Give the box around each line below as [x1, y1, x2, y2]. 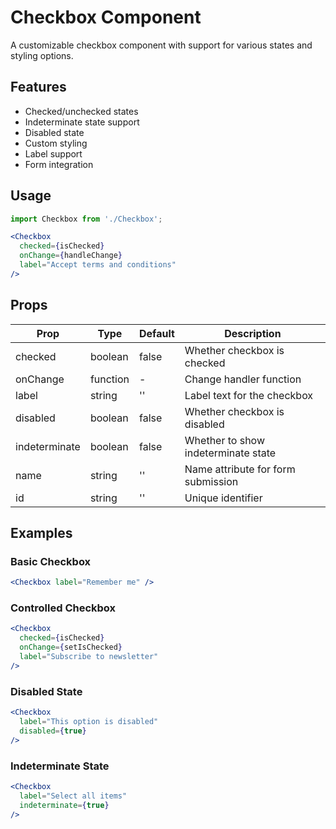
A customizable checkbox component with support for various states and [10, 39, 313, 51]
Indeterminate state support [24, 116, 140, 128]
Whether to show [184, 433, 266, 447]
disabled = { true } [19, 726, 87, 736]
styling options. [10, 49, 74, 61]
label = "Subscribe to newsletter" [19, 652, 159, 662]
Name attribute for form [184, 462, 296, 476]
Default [139, 326, 175, 340]
